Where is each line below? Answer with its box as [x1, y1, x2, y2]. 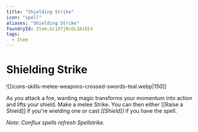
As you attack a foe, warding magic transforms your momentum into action [6, 94, 193, 101]
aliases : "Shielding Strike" [6, 20, 80, 26]
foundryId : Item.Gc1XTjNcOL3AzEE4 [6, 25, 94, 32]
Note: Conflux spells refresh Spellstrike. [6, 119, 105, 126]
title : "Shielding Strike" [6, 8, 74, 15]
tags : [6, 31, 20, 37]
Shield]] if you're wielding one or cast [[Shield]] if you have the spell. [6, 107, 177, 115]
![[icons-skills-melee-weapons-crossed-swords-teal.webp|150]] [6, 83, 167, 90]
